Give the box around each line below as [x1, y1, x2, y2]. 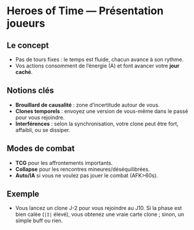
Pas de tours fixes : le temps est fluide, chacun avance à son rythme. [15, 56, 184, 63]
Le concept [7, 40, 49, 50]
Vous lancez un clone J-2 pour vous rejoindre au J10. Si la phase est [15, 205, 182, 212]
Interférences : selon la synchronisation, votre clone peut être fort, [15, 120, 179, 127]
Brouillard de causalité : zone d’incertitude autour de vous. [15, 101, 160, 108]
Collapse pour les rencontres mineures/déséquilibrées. [15, 166, 150, 173]
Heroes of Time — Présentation [7, 4, 164, 18]
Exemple [7, 189, 40, 199]
